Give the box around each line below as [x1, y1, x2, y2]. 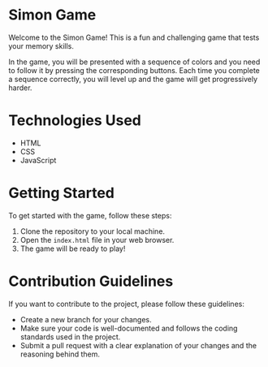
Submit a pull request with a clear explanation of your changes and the [19, 340, 257, 350]
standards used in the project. [19, 331, 121, 342]
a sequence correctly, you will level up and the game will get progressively [8, 74, 258, 84]
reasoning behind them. [19, 349, 100, 359]
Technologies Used [8, 111, 142, 130]
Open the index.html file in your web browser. [19, 235, 175, 244]
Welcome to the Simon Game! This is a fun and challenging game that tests [8, 32, 260, 42]
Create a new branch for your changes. [19, 314, 152, 324]
